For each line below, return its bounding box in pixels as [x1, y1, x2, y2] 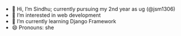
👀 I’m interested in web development [11, 12, 101, 19]
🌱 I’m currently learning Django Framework [11, 18, 117, 24]
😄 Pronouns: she [11, 24, 54, 31]
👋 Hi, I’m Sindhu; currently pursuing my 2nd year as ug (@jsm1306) [11, 6, 176, 12]
